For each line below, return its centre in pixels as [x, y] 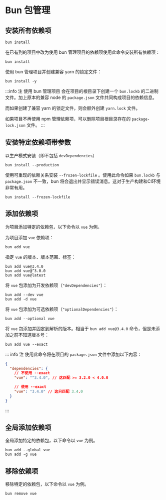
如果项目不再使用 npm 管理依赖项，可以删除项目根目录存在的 [68, 119]
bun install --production [32, 165]
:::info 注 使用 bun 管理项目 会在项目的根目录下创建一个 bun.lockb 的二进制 [82, 91]
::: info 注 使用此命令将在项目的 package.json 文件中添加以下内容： [73, 354]
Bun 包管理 [28, 10]
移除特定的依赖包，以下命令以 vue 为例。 [47, 484]
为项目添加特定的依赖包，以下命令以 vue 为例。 [54, 227]
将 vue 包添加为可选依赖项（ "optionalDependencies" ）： [62, 309]
